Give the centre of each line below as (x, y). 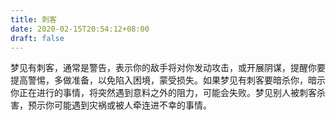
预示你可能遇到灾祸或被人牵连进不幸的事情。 (119, 105)
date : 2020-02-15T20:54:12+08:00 (80, 29)
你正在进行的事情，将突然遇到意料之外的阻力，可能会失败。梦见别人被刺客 (163, 93)
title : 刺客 (33, 19)
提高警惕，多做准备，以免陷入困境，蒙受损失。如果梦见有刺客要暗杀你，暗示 (168, 80)
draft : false (37, 38)
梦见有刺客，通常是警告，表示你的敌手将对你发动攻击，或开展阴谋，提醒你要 (168, 68)
